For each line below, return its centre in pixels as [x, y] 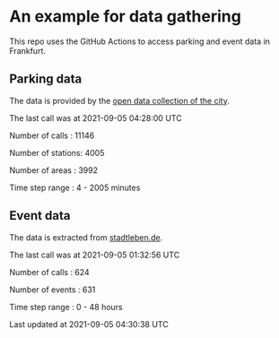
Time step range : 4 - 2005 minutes [75, 187]
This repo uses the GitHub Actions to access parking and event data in [140, 41]
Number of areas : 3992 [54, 170]
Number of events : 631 [52, 290]
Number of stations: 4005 [57, 152]
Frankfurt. [28, 50]
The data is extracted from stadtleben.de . [86, 237]
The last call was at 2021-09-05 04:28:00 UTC [96, 117]
